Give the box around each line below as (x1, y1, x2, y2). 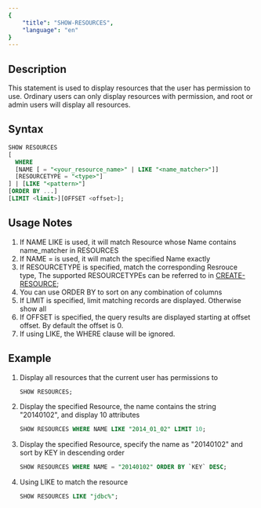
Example (8, 352, 52, 365)
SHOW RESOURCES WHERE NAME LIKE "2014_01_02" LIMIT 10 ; (19, 426, 206, 433)
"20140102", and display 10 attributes (19, 410, 140, 420)
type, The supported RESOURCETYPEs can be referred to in (19, 270, 214, 280)
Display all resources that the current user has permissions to (19, 372, 218, 382)
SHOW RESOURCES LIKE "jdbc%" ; (19, 492, 119, 501)
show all (19, 304, 47, 313)
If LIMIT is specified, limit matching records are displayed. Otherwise (19, 295, 241, 305)
